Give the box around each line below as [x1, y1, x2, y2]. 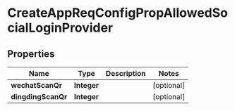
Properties [7, 48, 55, 60]
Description [105, 69, 146, 78]
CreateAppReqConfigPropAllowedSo [7, 5, 228, 21]
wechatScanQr [11, 81, 62, 90]
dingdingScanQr [11, 92, 68, 101]
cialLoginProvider [7, 20, 114, 36]
